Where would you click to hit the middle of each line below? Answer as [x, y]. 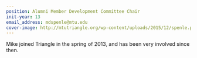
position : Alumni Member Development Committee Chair [73, 11]
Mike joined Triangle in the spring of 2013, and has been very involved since [98, 44]
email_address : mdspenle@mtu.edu [47, 22]
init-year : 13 [23, 17]
